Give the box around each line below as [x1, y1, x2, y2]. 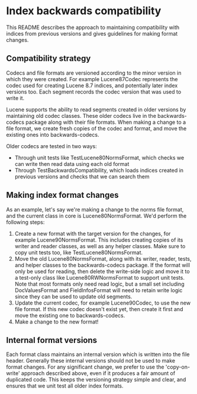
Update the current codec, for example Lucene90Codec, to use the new [14, 299, 191, 306]
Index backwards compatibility [6, 4, 162, 18]
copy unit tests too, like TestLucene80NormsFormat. [14, 249, 143, 256]
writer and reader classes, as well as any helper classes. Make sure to [14, 242, 186, 249]
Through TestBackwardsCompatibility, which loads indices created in [14, 166, 184, 174]
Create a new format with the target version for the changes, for [14, 230, 171, 237]
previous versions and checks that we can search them [14, 173, 150, 180]
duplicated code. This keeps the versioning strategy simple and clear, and [6, 376, 186, 383]
